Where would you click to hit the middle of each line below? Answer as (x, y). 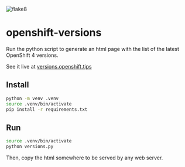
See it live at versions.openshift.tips (49, 66)
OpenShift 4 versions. (32, 55)
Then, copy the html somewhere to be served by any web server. (85, 158)
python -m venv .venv (32, 98)
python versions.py (30, 146)
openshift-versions (54, 33)
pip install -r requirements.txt (47, 109)
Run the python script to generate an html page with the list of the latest (93, 49)
